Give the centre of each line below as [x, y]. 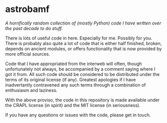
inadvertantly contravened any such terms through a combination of [76, 85]
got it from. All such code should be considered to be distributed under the [82, 74]
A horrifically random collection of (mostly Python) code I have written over [83, 23]
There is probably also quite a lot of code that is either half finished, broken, [83, 43]
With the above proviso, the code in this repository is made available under [82, 100]
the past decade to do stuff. [34, 28]
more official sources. [28, 54]
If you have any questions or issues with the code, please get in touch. [78, 115]
